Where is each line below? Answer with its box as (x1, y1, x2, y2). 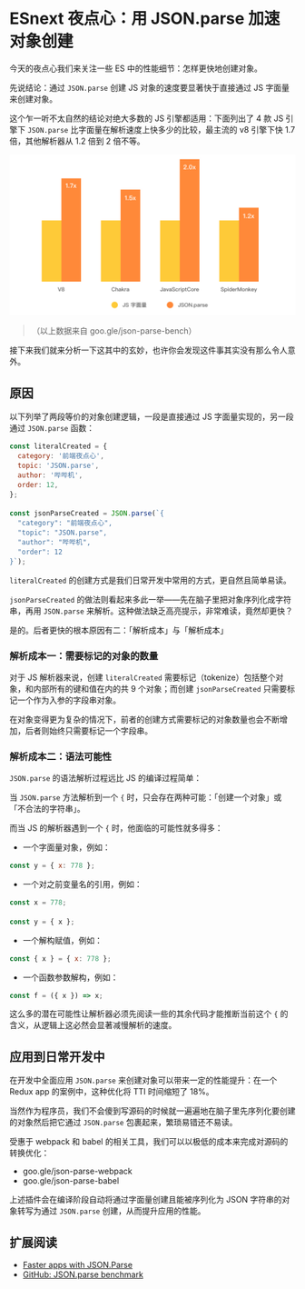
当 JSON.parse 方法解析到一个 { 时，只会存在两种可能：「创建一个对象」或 (9, 792, 282, 803)
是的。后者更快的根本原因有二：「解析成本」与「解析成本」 (9, 625, 229, 635)
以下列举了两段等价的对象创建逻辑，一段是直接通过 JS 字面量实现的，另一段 (9, 411, 294, 423)
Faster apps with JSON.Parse (22, 1260, 133, 1271)
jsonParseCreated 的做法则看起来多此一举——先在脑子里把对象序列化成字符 (9, 594, 292, 605)
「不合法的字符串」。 (9, 804, 85, 814)
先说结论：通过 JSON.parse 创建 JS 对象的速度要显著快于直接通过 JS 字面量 (9, 82, 290, 93)
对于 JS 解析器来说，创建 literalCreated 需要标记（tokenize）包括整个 (9, 672, 276, 683)
